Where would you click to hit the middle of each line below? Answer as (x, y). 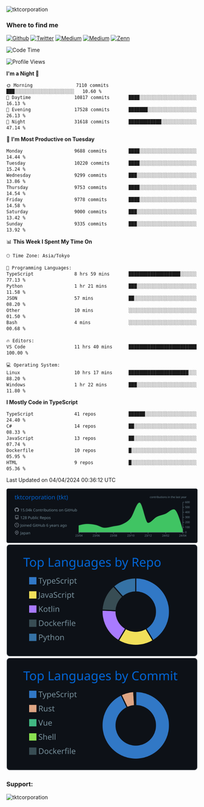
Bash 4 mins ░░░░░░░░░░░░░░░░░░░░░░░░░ (102, 323)
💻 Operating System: (33, 365)
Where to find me (32, 25)
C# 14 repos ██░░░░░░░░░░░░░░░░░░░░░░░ (102, 426)
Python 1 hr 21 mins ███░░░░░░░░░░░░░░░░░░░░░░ (102, 286)
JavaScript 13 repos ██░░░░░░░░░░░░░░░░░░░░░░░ (102, 438)
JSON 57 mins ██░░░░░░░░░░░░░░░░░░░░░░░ (102, 298)
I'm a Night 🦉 (23, 73)
